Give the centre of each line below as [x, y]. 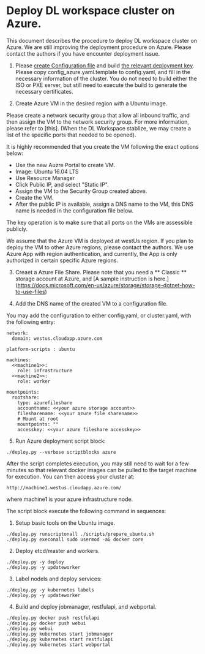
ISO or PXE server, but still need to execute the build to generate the [101, 85]
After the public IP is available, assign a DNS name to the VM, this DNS [104, 204]
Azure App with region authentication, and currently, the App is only [92, 254]
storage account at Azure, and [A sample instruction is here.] [92, 279]
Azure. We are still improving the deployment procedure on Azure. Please [99, 47]
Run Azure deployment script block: [60, 441]
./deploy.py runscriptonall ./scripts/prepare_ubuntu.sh [80, 534]
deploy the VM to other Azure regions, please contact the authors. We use [100, 247]
